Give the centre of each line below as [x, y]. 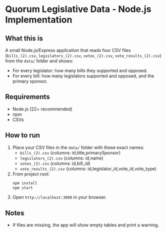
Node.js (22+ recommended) [42, 109]
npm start [23, 188]
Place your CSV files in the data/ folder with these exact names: [78, 147]
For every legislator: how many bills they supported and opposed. [80, 70]
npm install [25, 183]
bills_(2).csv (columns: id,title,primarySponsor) [70, 152]
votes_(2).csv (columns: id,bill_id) [55, 163]
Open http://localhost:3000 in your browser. [59, 197]
